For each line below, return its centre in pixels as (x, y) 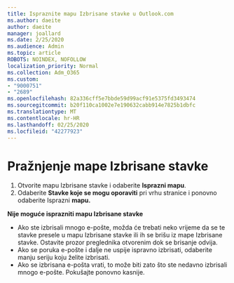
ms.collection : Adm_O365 (43, 72)
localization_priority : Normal (53, 66)
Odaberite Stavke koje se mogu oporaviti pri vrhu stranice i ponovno (117, 193)
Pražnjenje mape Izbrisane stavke (108, 166)
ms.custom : (23, 79)
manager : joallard (34, 33)
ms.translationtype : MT (42, 112)
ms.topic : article (34, 53)
